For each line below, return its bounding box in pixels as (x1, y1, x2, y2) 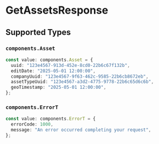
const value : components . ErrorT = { (5, 116, 96, 122)
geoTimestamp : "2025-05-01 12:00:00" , (11, 84, 107, 91)
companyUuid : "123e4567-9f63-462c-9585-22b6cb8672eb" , (11, 73, 149, 79)
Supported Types (5, 27, 72, 37)
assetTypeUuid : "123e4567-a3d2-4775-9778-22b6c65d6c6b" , (11, 79, 154, 85)
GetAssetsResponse (5, 4, 109, 17)
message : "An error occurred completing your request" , (11, 127, 151, 133)
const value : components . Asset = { (5, 57, 93, 63)
